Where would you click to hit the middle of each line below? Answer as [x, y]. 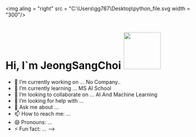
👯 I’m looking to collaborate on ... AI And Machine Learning [86, 94]
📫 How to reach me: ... [42, 113]
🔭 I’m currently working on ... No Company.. [67, 81]
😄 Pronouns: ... [33, 122]
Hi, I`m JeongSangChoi [63, 66]
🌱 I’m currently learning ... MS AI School [63, 88]
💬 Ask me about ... [36, 107]
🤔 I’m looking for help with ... [49, 100]
